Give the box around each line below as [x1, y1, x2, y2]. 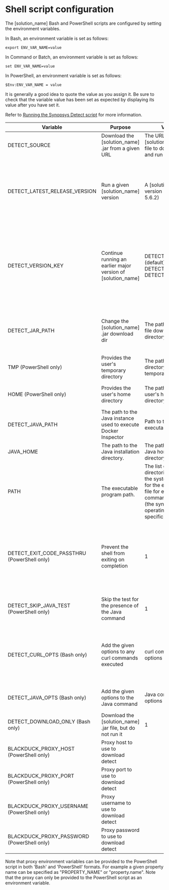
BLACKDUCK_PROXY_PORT [8, 772, 74, 779]
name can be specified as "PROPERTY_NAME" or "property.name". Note [5, 869, 156, 875]
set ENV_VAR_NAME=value [5, 64, 55, 69]
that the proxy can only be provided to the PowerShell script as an [5, 874, 142, 880]
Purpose [110, 124, 131, 131]
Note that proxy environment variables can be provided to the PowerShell [5, 858, 157, 864]
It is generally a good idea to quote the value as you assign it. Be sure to [5, 91, 154, 97]
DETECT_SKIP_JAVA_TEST [8, 602, 70, 609]
